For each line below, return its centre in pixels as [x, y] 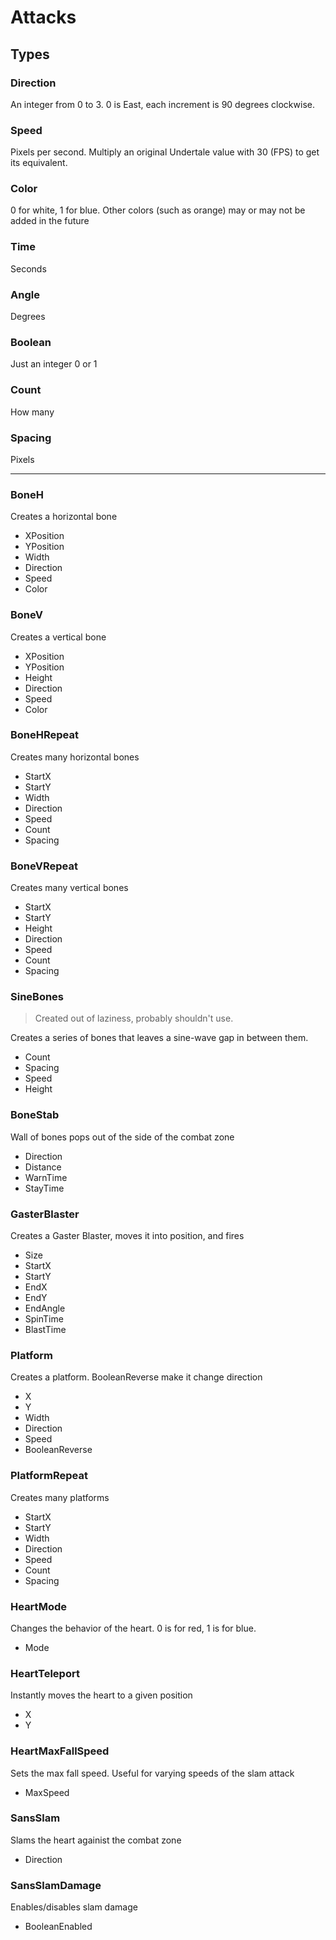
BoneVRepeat [44, 866]
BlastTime [45, 1330]
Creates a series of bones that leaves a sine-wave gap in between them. [159, 1038]
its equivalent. [39, 163]
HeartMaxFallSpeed [60, 1751]
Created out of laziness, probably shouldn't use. [134, 1018]
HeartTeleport [45, 1673]
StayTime [44, 1188]
